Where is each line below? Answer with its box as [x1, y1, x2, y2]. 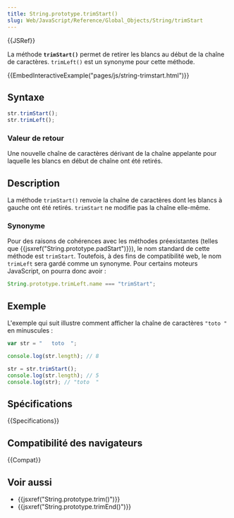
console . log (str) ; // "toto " [7, 378, 99, 386]
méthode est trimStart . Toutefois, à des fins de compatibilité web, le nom [7, 252, 222, 261]
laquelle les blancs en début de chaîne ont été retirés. [7, 156, 164, 166]
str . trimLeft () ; [7, 117, 55, 124]
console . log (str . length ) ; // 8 [7, 353, 99, 360]
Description [7, 177, 60, 189]
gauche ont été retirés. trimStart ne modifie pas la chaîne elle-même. [7, 204, 211, 212]
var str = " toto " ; [7, 340, 78, 347]
